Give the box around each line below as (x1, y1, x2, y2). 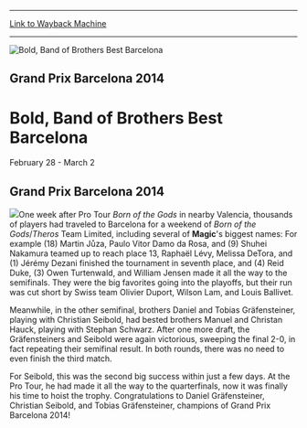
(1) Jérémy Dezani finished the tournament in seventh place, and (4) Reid (9, 258, 285, 269)
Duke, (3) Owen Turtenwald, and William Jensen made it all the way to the (9, 267, 288, 279)
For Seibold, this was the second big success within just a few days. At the (9, 371, 291, 382)
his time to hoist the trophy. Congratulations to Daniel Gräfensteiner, (9, 391, 265, 401)
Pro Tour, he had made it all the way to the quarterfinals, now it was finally (9, 380, 288, 391)
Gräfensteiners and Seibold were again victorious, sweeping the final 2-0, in (9, 334, 296, 345)
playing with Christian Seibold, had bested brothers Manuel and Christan (9, 315, 283, 326)
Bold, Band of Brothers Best (9, 107, 224, 128)
